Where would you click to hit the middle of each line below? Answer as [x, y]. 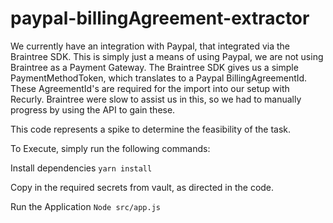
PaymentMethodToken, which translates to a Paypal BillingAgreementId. [159, 78]
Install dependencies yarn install [81, 168]
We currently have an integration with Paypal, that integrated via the [150, 46]
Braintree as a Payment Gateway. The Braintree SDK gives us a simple [154, 67]
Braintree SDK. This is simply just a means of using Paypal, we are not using [167, 56]
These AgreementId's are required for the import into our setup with [150, 88]
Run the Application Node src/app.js [86, 206]
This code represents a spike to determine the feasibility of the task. [151, 129]
